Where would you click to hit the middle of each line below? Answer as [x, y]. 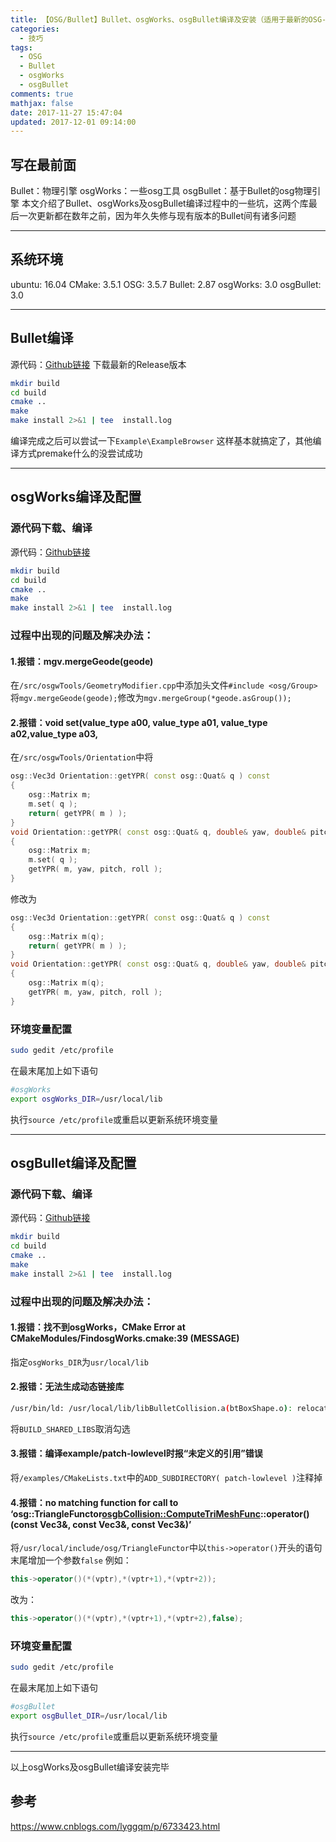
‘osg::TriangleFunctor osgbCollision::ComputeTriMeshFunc [135, 1513]
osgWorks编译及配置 [76, 497]
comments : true [42, 94]
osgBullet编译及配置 [73, 1163]
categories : [35, 29]
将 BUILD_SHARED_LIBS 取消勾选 [70, 1428]
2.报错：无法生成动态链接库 [67, 1387]
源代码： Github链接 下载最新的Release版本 [98, 364]
